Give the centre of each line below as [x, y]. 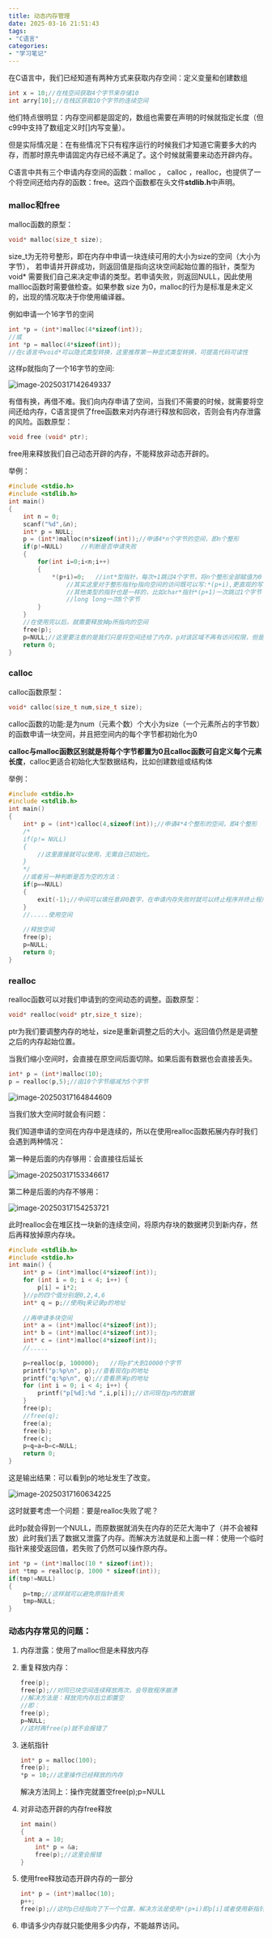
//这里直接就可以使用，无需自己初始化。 [96, 854]
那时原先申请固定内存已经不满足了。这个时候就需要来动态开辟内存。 [143, 154]
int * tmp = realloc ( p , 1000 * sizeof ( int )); [85, 1571]
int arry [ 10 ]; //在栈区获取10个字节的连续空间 [79, 101]
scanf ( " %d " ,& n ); [51, 524]
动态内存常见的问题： [50, 1631]
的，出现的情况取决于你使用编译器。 [69, 296]
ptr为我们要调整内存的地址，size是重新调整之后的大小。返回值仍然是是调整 [133, 1031]
